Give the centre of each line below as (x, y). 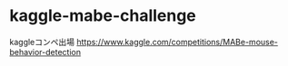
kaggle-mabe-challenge (103, 16)
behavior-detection (45, 52)
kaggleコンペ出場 (42, 42)
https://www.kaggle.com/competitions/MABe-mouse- (178, 42)
